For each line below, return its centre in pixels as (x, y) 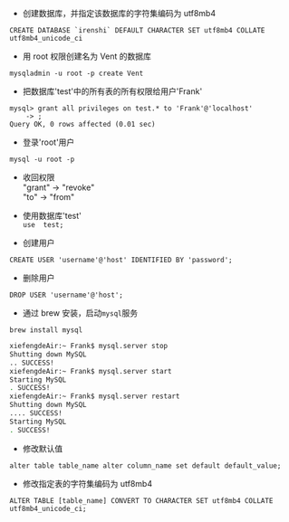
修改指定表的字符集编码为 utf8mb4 (87, 483)
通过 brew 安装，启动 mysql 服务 (80, 313)
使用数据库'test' (52, 216)
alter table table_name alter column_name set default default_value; (145, 465)
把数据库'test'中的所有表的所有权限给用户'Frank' (112, 91)
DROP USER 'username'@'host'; (67, 295)
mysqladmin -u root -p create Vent (77, 73)
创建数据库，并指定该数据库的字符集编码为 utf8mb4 (119, 13)
